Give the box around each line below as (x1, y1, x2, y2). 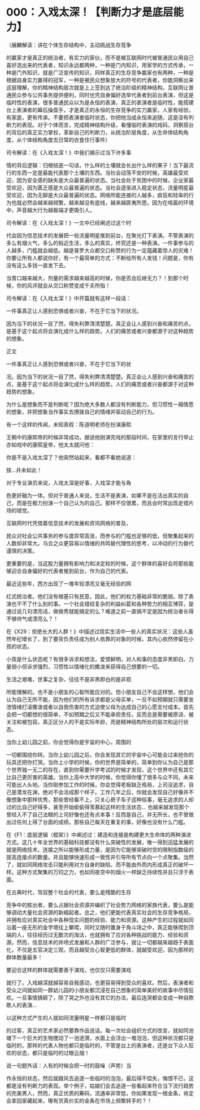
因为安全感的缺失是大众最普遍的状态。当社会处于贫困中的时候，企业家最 (16, 176, 194, 184)
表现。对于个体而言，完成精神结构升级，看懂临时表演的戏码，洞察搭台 (21, 121, 194, 129)
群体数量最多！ (6, 953, 43, 961)
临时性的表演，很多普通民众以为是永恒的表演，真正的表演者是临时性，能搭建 (6, 99, 194, 106)
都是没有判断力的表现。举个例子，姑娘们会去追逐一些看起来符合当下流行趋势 (6, 1082, 194, 1089)
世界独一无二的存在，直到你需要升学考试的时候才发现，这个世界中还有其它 (11, 766, 194, 773)
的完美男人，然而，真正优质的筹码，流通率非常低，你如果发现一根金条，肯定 (6, 1089, 194, 1097)
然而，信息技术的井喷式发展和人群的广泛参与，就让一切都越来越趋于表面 (16, 938, 194, 946)
